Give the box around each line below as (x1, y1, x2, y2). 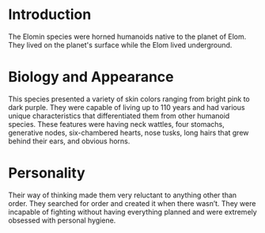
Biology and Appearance (8, 68, 174, 86)
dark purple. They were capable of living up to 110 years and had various (8, 102, 245, 112)
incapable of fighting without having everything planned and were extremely (8, 207, 257, 216)
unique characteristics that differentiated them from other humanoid (8, 111, 230, 120)
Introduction (8, 6, 92, 24)
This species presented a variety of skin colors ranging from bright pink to (8, 94, 251, 104)
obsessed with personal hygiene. (8, 216, 116, 225)
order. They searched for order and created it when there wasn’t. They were (8, 198, 256, 208)
